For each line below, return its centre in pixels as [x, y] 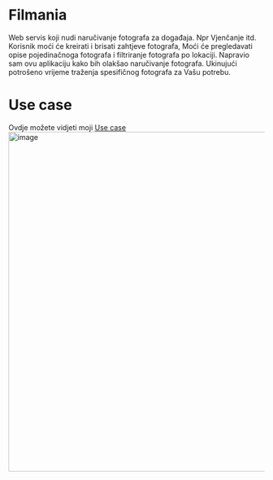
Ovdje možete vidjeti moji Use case [67, 127]
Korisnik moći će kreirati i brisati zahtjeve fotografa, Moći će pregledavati [131, 46]
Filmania [38, 15]
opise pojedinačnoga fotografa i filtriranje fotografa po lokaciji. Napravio [129, 55]
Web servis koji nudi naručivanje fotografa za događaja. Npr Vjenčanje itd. [132, 37]
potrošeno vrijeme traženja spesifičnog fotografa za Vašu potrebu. [120, 72]
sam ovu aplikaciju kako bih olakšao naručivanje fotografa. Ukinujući [123, 63]
